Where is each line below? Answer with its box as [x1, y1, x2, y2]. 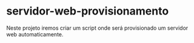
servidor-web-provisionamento [6, 4, 169, 18]
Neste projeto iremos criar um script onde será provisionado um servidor [6, 24, 189, 31]
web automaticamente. [6, 30, 64, 38]
